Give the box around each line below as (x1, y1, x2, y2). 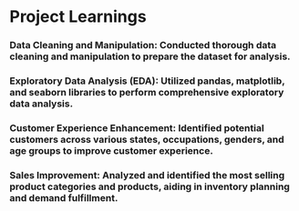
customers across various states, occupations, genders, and (9, 133, 284, 146)
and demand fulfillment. (9, 191, 119, 204)
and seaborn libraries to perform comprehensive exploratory (9, 86, 284, 99)
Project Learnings (9, 6, 148, 27)
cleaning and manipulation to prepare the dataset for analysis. (9, 50, 291, 63)
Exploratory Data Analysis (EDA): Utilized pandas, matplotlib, (9, 75, 285, 87)
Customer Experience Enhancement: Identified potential (9, 121, 264, 134)
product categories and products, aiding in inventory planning (9, 180, 290, 193)
